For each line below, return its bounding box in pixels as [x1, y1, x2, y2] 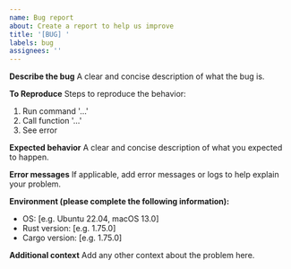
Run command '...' [21, 106, 90, 117]
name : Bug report [9, 13, 74, 22]
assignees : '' [9, 47, 63, 56]
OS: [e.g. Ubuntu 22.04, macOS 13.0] [21, 213, 159, 224]
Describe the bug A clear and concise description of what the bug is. [9, 71, 265, 82]
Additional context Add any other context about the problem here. [9, 250, 255, 261]
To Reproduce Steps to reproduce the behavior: [9, 89, 186, 100]
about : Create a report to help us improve [9, 22, 175, 30]
